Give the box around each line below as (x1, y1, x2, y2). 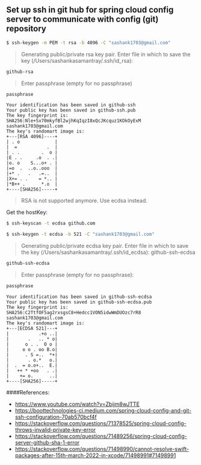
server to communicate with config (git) (6, 14, 159, 25)
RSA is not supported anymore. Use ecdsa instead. (20, 197, 147, 204)
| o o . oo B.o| (6, 346, 58, 352)
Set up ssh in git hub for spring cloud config (6, 5, 174, 15)
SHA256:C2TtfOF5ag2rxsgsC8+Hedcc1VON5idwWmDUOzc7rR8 (6, 309, 141, 315)
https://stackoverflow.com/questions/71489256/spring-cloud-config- (14, 432, 188, 440)
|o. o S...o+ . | (6, 160, 58, 166)
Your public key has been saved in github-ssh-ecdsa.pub (6, 299, 152, 305)
